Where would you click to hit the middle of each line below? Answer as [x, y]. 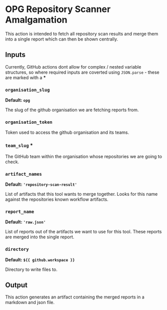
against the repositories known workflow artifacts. [57, 199]
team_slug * [19, 145]
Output [16, 285]
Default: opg [18, 100]
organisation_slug [27, 90]
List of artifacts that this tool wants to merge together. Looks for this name [81, 194]
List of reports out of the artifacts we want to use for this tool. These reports [83, 232]
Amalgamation [36, 20]
